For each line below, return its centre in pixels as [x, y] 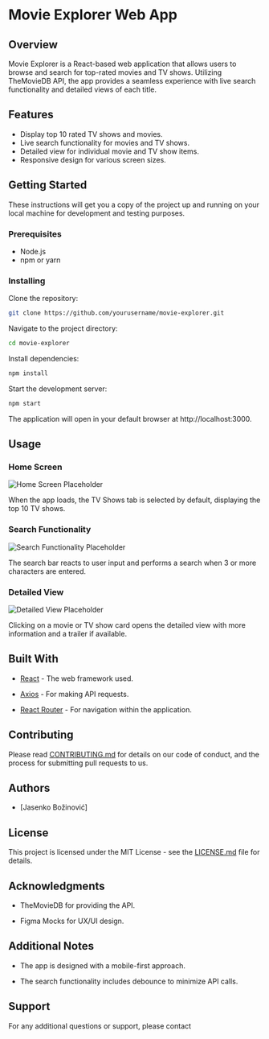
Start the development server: [58, 389]
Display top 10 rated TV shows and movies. [91, 134]
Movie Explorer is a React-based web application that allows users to [122, 64]
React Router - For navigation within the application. [106, 709]
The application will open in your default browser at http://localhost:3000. [130, 418]
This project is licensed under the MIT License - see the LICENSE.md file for [134, 852]
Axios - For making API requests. [74, 694]
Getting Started [48, 186]
